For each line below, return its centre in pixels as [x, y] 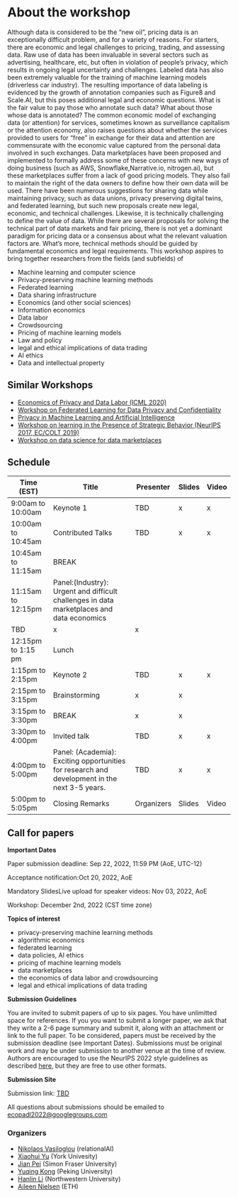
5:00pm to [28, 798]
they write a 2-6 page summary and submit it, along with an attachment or [116, 1028]
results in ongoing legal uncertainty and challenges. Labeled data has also [116, 70]
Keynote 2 [70, 674]
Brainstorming [76, 695]
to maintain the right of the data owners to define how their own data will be [118, 183]
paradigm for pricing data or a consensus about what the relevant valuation [117, 236]
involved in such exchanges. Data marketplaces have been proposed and [114, 153]
